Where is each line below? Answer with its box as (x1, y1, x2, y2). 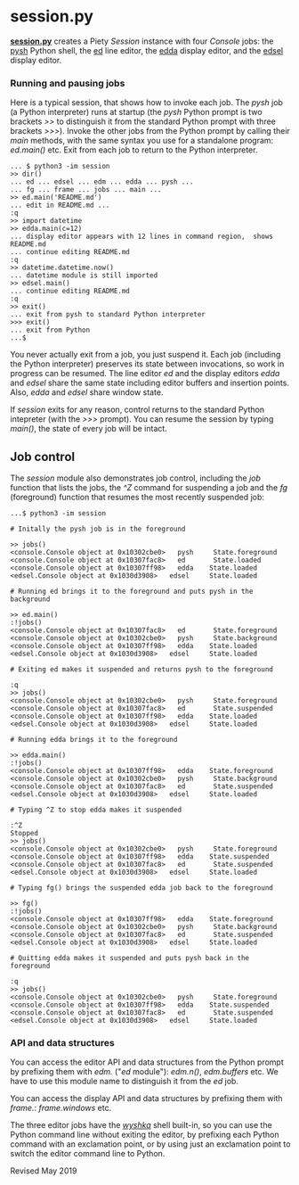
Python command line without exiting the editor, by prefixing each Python (10, 1130, 279, 1140)
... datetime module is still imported (10, 271, 158, 280)
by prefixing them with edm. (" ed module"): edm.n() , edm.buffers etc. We (10, 1066, 279, 1077)
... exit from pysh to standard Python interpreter (10, 310, 206, 319)
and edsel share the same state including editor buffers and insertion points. (10, 377, 290, 389)
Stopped (10, 829, 39, 838)
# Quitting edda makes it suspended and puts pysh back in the (10, 954, 250, 963)
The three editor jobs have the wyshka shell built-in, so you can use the (10, 1120, 272, 1131)
